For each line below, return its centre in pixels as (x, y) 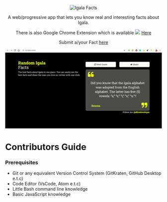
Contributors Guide (46, 147)
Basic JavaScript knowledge (42, 194)
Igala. (83, 23)
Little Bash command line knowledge (50, 189)
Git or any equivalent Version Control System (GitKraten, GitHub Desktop (87, 173)
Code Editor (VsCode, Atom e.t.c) (46, 184)
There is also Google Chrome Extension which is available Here (83, 33)
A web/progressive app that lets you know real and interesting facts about (83, 17)
